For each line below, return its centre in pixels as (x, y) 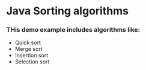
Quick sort (28, 42)
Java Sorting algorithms (68, 11)
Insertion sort (32, 56)
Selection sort (32, 62)
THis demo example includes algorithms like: (73, 30)
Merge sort (29, 49)
